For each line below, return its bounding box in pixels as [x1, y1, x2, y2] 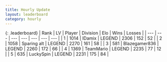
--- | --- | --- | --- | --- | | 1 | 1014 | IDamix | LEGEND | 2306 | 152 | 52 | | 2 [10, 35, 162, 41]
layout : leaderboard [5, 12, 48, 17]
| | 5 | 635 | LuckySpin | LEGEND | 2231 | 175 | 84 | [5, 51, 109, 57]
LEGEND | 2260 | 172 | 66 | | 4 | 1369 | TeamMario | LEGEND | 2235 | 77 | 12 [5, 46, 161, 52]
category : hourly [5, 16, 41, 21]
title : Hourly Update [5, 7, 50, 12]
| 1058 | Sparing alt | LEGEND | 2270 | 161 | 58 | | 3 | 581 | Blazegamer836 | [5, 41, 159, 47]
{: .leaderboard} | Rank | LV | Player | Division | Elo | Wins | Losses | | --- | [5, 30, 156, 36]
